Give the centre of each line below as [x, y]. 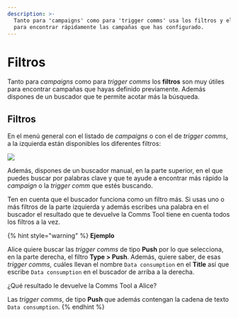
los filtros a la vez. [34, 222]
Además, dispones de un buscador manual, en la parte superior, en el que [115, 171]
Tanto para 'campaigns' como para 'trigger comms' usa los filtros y [118, 21]
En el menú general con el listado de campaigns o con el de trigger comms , [118, 136]
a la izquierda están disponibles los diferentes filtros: [84, 144]
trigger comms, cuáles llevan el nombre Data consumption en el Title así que [118, 265]
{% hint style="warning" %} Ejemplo [61, 236]
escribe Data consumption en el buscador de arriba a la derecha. [101, 272]
